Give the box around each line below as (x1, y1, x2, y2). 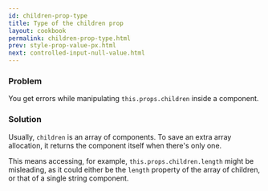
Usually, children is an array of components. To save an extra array (8, 132, 232, 141)
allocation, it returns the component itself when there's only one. (8, 140, 222, 150)
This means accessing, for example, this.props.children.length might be (8, 156, 254, 165)
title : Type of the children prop (8, 19, 124, 27)
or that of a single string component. (8, 173, 129, 183)
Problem (8, 75, 43, 87)
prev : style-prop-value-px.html (8, 42, 116, 50)
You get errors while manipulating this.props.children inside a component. (8, 94, 259, 104)
